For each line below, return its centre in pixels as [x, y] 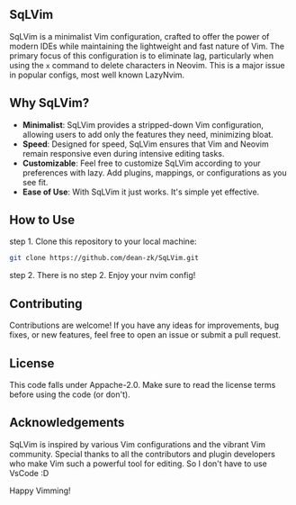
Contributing [46, 304]
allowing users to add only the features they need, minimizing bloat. [148, 134]
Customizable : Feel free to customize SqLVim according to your [141, 163]
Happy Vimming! [40, 491]
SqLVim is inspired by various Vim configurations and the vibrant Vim [137, 444]
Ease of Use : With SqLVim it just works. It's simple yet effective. [141, 192]
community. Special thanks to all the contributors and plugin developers [143, 454]
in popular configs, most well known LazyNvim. [97, 75]
